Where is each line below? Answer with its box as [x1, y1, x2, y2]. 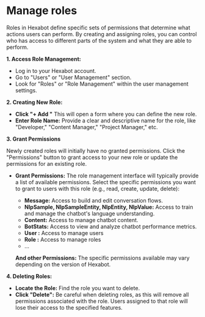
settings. [15, 86, 38, 94]
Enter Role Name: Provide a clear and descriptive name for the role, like [15, 117, 196, 124]
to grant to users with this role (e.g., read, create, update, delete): [15, 185, 180, 192]
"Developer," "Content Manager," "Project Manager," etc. [15, 123, 158, 130]
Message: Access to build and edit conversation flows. [24, 196, 164, 204]
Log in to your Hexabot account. [15, 67, 96, 74]
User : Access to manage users [24, 229, 104, 236]
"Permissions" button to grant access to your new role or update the [6, 154, 178, 161]
